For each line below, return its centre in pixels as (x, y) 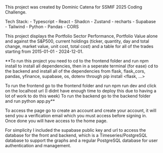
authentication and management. (38, 145)
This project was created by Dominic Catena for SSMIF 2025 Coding (74, 7)
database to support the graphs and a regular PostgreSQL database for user (81, 140)
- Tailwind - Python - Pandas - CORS (42, 27)
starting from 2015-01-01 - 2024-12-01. (44, 51)
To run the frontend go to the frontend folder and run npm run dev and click (81, 86)
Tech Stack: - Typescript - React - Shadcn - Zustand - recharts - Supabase (81, 22)
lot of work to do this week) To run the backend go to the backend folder (78, 96)
